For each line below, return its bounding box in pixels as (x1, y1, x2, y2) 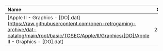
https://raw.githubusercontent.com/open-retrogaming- (9, 20, 136, 27)
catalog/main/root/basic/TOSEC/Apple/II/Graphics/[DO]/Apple (7, 32, 149, 39)
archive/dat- (7, 26, 37, 33)
